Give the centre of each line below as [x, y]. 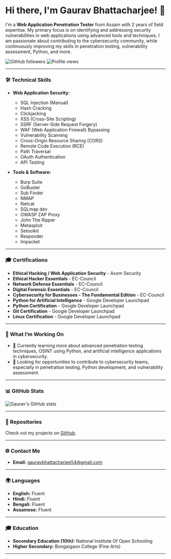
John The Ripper [38, 220]
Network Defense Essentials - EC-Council [58, 284]
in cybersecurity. [30, 356]
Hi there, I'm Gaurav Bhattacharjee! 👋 [85, 10]
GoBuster [30, 188]
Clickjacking [33, 114]
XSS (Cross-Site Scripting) [48, 119]
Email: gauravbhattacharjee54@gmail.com [58, 462]
